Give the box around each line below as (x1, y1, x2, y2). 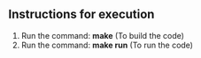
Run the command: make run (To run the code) (20, 40, 194, 50)
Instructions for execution (8, 7, 155, 22)
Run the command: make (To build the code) (20, 30, 185, 40)
